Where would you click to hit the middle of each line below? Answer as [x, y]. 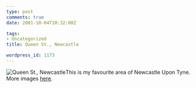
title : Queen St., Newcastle [43, 45]
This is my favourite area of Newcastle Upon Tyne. [128, 72]
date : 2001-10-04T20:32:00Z [41, 23]
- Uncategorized [26, 39]
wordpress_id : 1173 [31, 55]
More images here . [29, 78]
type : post [20, 12]
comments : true [25, 17]
